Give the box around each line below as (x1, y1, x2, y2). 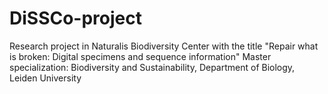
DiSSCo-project (9, 7, 142, 30)
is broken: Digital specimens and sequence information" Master (9, 50, 272, 62)
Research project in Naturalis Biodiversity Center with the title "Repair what (9, 40, 319, 52)
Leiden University (9, 72, 82, 84)
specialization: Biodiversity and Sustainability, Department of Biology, (9, 61, 296, 73)
